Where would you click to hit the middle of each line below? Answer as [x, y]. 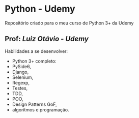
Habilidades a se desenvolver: [36, 51]
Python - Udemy [40, 9]
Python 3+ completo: [34, 61]
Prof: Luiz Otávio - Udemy [47, 39]
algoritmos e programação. [40, 109]
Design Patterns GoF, [34, 104]
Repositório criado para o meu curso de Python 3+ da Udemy [69, 23]
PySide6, [21, 66]
